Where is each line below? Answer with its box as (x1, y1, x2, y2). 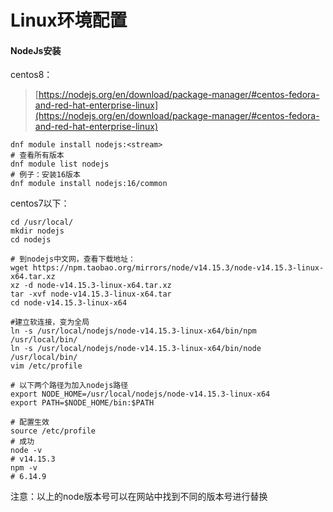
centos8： (10, 69, 53, 81)
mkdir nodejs (10, 226, 65, 236)
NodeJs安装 (10, 44, 62, 56)
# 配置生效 (10, 417, 50, 428)
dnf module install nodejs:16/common (10, 179, 168, 189)
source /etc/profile (10, 426, 97, 436)
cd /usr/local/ (10, 217, 74, 228)
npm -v (10, 463, 38, 473)
